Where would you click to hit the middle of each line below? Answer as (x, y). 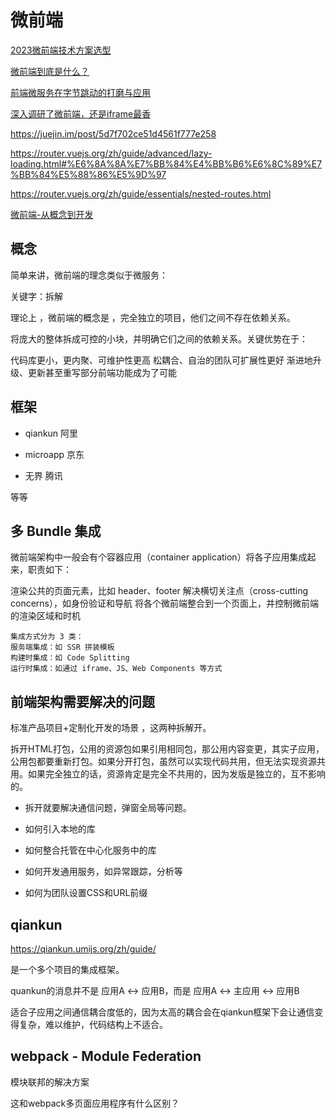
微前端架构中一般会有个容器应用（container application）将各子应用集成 (159, 557)
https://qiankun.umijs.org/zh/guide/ (83, 949)
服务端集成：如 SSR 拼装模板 (62, 647)
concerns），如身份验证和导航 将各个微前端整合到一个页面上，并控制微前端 (164, 603)
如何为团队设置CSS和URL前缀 (86, 893)
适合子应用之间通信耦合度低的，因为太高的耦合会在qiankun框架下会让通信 (162, 1012)
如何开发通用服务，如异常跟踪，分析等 (103, 872)
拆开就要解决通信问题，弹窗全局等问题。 (108, 808)
